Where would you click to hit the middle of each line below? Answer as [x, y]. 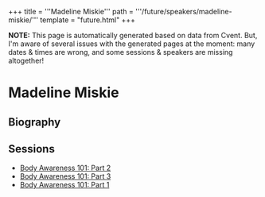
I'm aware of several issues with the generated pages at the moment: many [132, 44]
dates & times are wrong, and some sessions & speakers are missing [121, 52]
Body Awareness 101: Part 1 [64, 185]
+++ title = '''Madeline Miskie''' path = [71, 12]
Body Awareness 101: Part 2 [65, 168]
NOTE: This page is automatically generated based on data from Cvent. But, [133, 35]
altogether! [26, 60]
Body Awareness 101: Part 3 [65, 176]
